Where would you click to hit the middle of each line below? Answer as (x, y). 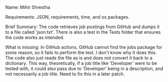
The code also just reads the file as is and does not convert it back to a (79, 58)
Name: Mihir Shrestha (28, 7)
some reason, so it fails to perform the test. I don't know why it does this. (81, 53)
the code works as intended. (35, 37)
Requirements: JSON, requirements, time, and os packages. (67, 17)
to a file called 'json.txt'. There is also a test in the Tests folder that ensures (83, 32)
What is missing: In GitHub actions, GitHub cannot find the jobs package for (84, 47)
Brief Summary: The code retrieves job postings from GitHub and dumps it (82, 27)
